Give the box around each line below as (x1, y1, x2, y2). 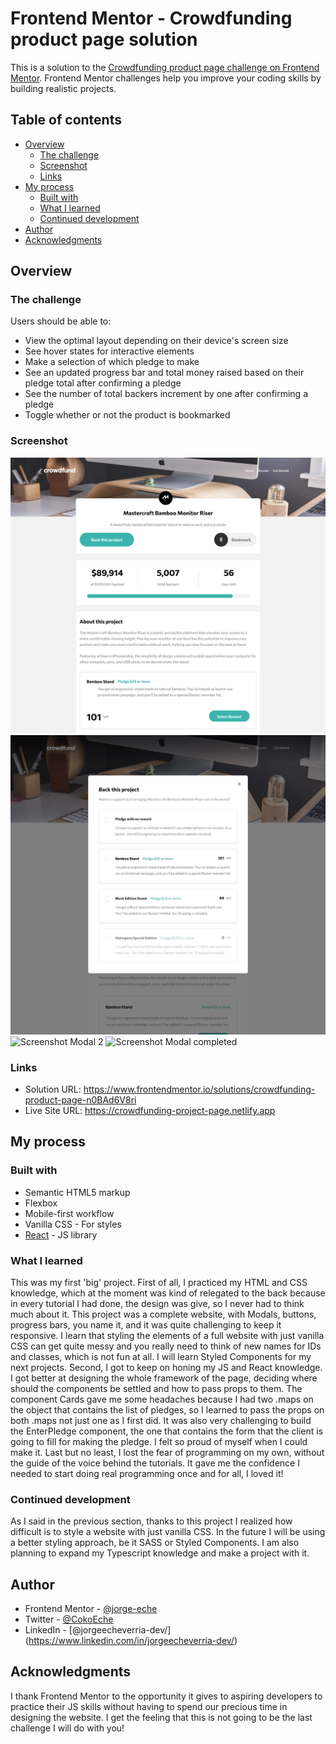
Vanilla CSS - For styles (24, 1218, 122, 1230)
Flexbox (24, 1197, 58, 1209)
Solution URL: (24, 1083, 82, 1095)
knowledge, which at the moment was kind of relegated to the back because (10, 1287, 326, 1299)
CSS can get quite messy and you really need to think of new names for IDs (10, 1340, 322, 1352)
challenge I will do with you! (10, 1722, 125, 1734)
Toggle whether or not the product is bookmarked (24, 409, 231, 421)
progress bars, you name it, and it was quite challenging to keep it (10, 1318, 282, 1331)
